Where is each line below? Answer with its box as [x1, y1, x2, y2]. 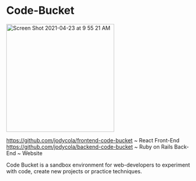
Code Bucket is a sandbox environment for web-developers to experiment [6, 161, 191, 168]
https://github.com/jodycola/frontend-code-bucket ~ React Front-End [6, 136, 180, 144]
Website [22, 149, 43, 157]
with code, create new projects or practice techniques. [6, 167, 142, 175]
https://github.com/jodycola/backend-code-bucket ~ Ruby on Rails [6, 143, 173, 150]
